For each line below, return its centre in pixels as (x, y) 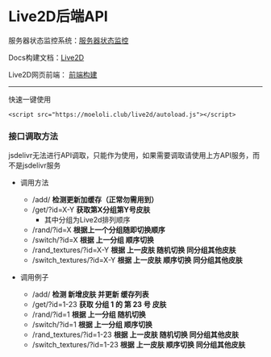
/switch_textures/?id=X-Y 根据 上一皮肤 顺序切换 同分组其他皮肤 (138, 260)
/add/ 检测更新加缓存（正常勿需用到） (95, 200)
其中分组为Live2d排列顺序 (87, 220)
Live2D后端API (58, 17)
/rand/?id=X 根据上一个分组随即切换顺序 (98, 230)
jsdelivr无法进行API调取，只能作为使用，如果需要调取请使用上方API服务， (131, 156)
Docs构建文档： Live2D (46, 57)
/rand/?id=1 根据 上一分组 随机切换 (89, 314)
